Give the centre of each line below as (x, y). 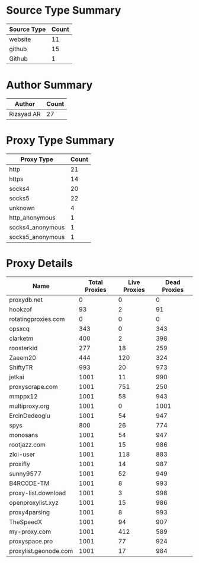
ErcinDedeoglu (30, 416)
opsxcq (20, 329)
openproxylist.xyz (34, 502)
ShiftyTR (21, 367)
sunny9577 (25, 473)
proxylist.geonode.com (41, 551)
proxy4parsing (30, 512)
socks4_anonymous (37, 227)
